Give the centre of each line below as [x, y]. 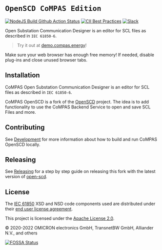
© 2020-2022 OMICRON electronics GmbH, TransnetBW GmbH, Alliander [79, 228]
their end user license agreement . [39, 209]
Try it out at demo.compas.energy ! [52, 45]
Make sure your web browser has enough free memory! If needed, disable [80, 55]
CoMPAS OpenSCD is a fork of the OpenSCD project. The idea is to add [77, 102]
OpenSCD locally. [23, 144]
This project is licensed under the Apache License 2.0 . [60, 218]
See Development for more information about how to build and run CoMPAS [81, 139]
